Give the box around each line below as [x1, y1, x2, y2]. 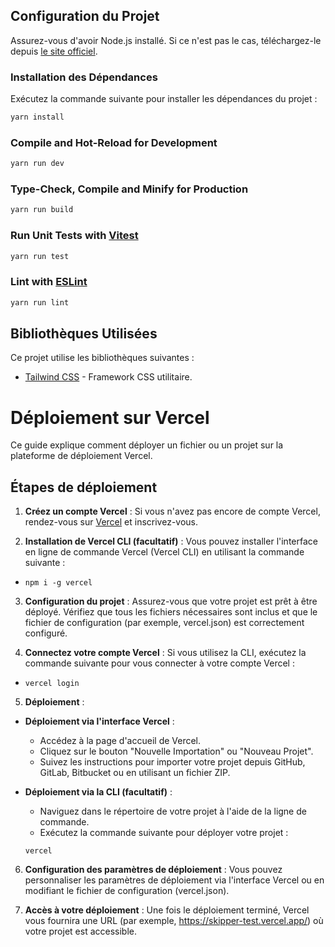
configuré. [24, 627, 68, 639]
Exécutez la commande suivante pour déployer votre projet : [39, 827, 289, 839]
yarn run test [10, 251, 70, 261]
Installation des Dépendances [10, 70, 158, 84]
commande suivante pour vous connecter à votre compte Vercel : [24, 657, 295, 669]
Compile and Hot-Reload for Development [10, 135, 218, 149]
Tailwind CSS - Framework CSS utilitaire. [24, 371, 193, 383]
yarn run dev [10, 159, 65, 169]
